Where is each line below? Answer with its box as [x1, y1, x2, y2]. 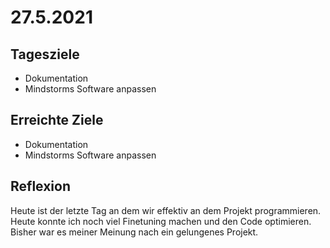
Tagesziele [10, 46, 80, 63]
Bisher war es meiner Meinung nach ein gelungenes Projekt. [10, 226, 259, 238]
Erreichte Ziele [10, 112, 104, 129]
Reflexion [10, 178, 72, 195]
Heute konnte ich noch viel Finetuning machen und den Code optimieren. [10, 215, 312, 227]
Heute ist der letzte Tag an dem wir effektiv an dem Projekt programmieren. [10, 204, 322, 216]
